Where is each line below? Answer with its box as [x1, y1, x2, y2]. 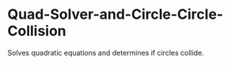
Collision [7, 22, 66, 40]
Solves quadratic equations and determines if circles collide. [7, 48, 205, 57]
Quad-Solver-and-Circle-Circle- [7, 5, 224, 23]
